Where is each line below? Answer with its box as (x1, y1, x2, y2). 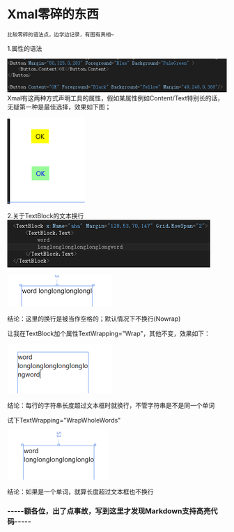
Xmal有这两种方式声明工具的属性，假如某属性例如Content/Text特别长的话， (7, 93, 224, 102)
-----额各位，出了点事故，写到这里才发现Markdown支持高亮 (7, 506, 211, 516)
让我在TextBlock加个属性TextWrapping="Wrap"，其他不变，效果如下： (7, 329, 211, 337)
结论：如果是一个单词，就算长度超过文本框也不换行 (7, 487, 154, 496)
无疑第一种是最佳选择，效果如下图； (7, 102, 111, 111)
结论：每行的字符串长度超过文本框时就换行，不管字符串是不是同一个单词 (7, 401, 214, 409)
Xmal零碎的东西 (7, 6, 100, 22)
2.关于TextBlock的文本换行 (7, 211, 84, 220)
